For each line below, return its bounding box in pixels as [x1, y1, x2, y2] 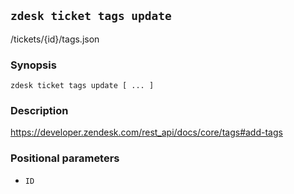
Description [10, 104, 69, 118]
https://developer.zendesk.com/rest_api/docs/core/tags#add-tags [10, 126, 283, 139]
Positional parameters [10, 151, 120, 165]
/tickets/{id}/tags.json [10, 33, 100, 45]
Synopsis [10, 58, 57, 72]
